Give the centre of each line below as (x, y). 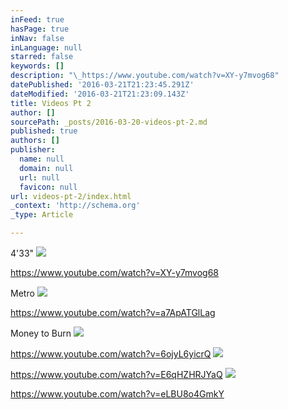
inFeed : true (37, 19)
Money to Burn (41, 333)
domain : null (46, 168)
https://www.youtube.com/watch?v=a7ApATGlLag (113, 312)
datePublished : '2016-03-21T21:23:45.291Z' (102, 85)
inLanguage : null (46, 47)
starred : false (42, 57)
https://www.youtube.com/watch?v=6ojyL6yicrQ (111, 354)
